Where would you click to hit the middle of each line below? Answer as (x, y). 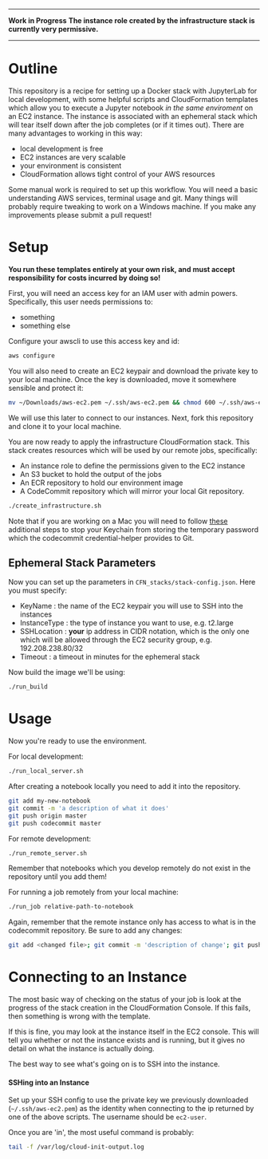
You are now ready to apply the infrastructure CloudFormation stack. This (129, 442)
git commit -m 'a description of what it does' (89, 808)
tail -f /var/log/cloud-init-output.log (77, 1147)
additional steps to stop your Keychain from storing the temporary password (134, 529)
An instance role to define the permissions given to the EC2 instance (132, 465)
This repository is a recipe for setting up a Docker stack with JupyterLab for (133, 91)
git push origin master (48, 816)
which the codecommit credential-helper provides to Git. (101, 538)
